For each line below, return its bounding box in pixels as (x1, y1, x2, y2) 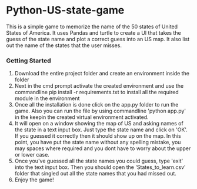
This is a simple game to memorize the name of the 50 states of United (6, 23, 178, 30)
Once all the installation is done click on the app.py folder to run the (14, 101, 179, 108)
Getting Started (6, 57, 51, 65)
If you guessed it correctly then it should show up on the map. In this (14, 132, 181, 140)
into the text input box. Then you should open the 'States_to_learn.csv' (14, 164, 186, 171)
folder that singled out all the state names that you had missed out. (14, 170, 176, 177)
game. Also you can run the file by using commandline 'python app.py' (14, 107, 186, 115)
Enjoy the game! (14, 176, 54, 183)
